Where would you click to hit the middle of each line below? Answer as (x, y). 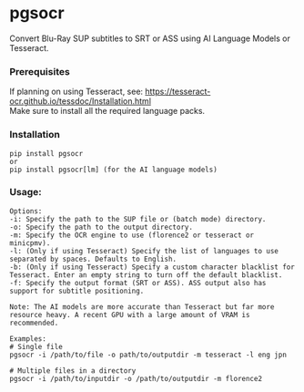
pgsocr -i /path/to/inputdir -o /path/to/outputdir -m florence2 (136, 378)
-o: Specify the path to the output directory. (101, 227)
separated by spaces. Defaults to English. (93, 259)
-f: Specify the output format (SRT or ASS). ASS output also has (138, 283)
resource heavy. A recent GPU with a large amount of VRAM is (130, 315)
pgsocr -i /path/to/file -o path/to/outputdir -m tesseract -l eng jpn (148, 355)
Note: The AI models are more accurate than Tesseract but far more (142, 307)
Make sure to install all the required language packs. (107, 111)
